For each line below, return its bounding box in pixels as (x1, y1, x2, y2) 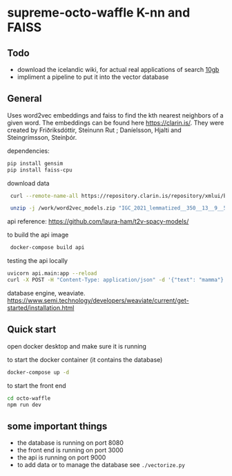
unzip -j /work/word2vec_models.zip (10, 205, 116, 212)
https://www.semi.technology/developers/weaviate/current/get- (7, 296, 189, 304)
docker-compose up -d (7, 369, 70, 376)
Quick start (7, 324, 57, 336)
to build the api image (7, 230, 69, 239)
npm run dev (7, 401, 41, 408)
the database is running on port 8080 (17, 439, 124, 447)
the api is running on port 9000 (17, 453, 106, 461)
